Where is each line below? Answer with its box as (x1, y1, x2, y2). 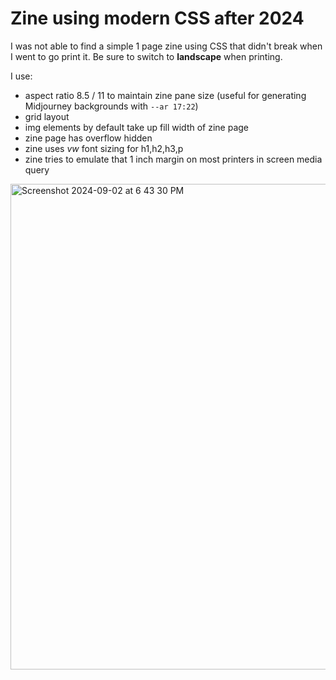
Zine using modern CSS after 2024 (10, 7, 305, 30)
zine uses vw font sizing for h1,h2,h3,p (24, 142, 184, 154)
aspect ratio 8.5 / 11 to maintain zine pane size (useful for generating (24, 89, 307, 101)
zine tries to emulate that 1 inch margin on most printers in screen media (24, 153, 323, 165)
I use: (10, 70, 33, 82)
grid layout (24, 110, 70, 122)
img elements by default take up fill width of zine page (24, 121, 250, 133)
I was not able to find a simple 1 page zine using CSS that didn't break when (10, 40, 323, 52)
